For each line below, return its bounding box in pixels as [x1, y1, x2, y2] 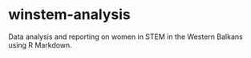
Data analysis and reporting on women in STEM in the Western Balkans [8, 32, 243, 41]
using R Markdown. [8, 40, 72, 49]
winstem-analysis [8, 6, 131, 24]
